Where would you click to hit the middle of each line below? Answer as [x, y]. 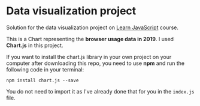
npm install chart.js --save [43, 80]
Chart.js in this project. [35, 45]
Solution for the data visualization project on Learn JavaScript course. [92, 27]
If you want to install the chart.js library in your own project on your [89, 57]
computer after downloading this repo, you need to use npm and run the [95, 63]
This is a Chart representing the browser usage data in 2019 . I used [90, 39]
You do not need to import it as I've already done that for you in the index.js [100, 91]
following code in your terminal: [45, 69]
